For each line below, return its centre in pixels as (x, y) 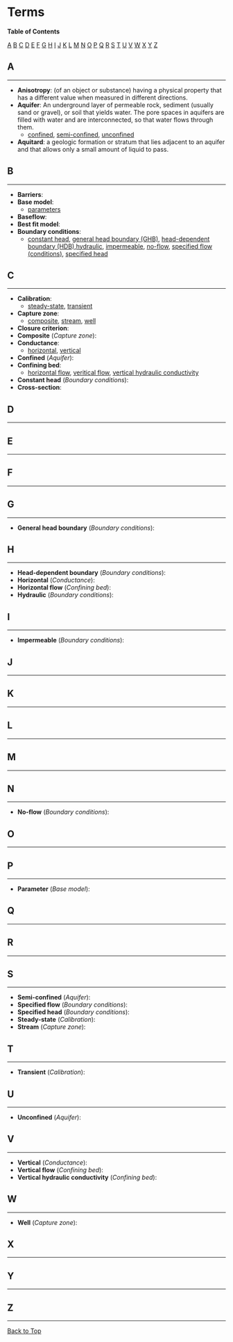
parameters (44, 209)
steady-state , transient (60, 306)
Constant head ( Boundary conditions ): (73, 380)
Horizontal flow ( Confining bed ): (64, 587)
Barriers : (30, 194)
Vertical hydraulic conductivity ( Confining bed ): (87, 1177)
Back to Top (24, 1331)
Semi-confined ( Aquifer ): (54, 997)
